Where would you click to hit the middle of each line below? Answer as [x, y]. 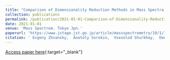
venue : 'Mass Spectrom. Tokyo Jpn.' [44, 28]
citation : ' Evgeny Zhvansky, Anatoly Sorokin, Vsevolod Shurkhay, [80, 38]
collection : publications [32, 14]
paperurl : [16, 33]
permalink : [17, 19]
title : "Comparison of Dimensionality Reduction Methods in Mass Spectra [85, 10]
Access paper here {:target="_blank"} [44, 52]
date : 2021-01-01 [24, 24]
